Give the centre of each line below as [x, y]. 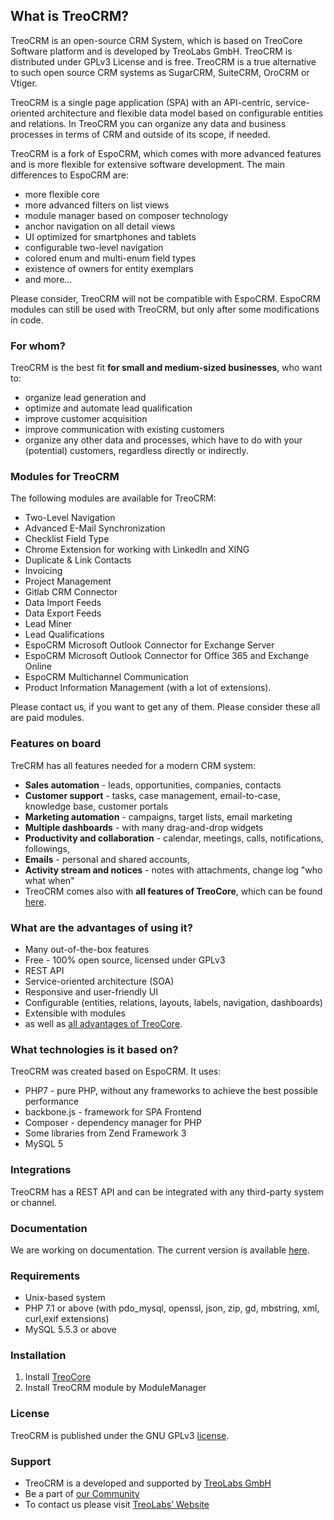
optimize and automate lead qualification [108, 408]
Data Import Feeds [63, 603]
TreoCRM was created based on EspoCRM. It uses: [116, 1071]
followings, [47, 848]
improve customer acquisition [86, 419]
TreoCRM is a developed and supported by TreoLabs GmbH [148, 1483]
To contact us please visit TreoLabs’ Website [117, 1505]
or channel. [33, 1202]
